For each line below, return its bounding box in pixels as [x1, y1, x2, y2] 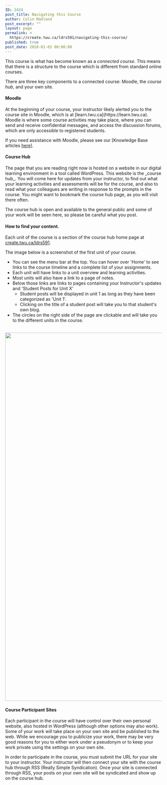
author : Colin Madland [5, 16, 52, 21]
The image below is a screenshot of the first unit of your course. [5, 249, 137, 255]
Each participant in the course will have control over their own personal [5, 718, 151, 724]
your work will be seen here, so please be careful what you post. [5, 212, 138, 218]
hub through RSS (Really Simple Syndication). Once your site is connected [5, 765, 158, 771]
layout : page [5, 26, 32, 31]
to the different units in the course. [12, 318, 83, 324]
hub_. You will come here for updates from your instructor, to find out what [5, 176, 158, 182]
